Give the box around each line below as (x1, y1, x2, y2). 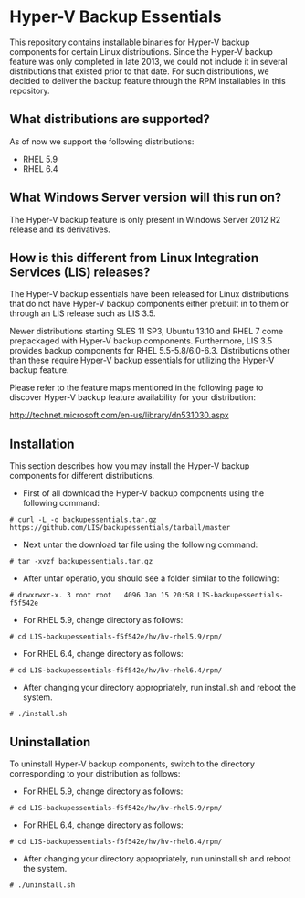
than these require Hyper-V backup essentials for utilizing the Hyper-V (9, 354, 275, 366)
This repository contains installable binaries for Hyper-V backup (9, 37, 250, 48)
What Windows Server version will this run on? (9, 190, 282, 206)
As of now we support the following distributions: (9, 135, 195, 147)
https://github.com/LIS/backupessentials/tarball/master (9, 523, 231, 533)
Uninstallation (9, 734, 91, 750)
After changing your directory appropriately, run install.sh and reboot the (22, 682, 297, 693)
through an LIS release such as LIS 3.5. (9, 308, 157, 319)
